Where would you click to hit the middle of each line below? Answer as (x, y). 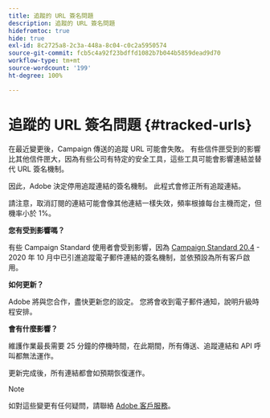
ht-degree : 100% (35, 76)
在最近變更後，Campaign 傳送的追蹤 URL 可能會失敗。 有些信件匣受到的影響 (135, 149)
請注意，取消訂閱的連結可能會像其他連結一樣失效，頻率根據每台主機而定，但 (135, 203)
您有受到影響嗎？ (37, 230)
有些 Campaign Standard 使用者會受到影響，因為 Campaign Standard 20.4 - (134, 247)
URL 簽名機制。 (43, 169)
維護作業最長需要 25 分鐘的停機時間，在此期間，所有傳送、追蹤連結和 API (131, 346)
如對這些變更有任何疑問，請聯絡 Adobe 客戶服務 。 (92, 405)
